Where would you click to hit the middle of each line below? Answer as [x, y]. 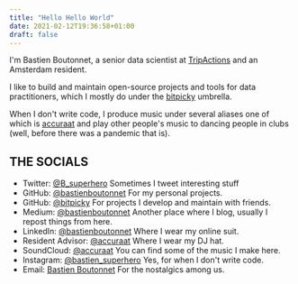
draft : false [34, 34]
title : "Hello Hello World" [62, 18]
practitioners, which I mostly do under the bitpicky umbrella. [121, 96]
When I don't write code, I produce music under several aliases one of [140, 115]
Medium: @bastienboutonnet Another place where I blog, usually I [145, 212]
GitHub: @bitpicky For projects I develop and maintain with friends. [147, 203]
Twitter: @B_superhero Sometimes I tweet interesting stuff [131, 183]
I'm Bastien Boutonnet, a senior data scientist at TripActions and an [134, 60]
